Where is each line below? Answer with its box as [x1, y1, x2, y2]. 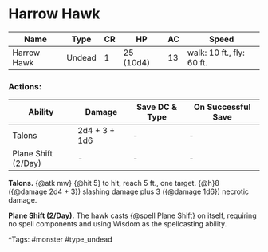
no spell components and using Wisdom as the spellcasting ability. [8, 219, 227, 229]
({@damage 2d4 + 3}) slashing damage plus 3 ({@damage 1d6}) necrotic [8, 187, 250, 196]
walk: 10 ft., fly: [187, 47, 246, 58]
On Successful [194, 101, 251, 112]
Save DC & [136, 101, 178, 112]
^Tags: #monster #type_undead [8, 234, 112, 244]
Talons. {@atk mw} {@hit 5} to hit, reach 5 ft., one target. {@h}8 [8, 179, 220, 188]
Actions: [8, 81, 42, 92]
